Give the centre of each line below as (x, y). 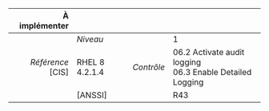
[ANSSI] (92, 95)
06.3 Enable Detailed (212, 72)
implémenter (44, 26)
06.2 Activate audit (209, 52)
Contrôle (149, 67)
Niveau (90, 39)
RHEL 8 (91, 62)
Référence (50, 62)
